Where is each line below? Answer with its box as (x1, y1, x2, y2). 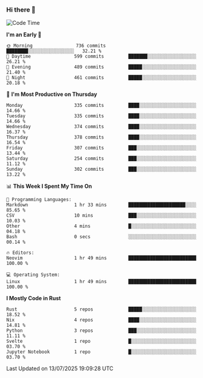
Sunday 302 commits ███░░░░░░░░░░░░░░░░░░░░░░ (6, 167, 197, 173)
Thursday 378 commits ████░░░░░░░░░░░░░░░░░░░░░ (6, 134, 197, 140)
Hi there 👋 (6, 5, 36, 14)
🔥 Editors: (6, 250, 35, 256)
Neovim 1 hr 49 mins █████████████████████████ (6, 255, 197, 261)
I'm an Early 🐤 (6, 31, 42, 38)
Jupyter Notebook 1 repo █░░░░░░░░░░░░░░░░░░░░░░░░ (6, 349, 197, 355)
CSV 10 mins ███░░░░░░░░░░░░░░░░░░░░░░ (6, 213, 197, 219)
